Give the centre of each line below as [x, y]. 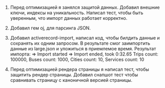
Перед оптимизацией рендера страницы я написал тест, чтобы [80, 69]
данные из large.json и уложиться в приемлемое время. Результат [83, 49]
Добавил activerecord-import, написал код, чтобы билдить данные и [85, 38]
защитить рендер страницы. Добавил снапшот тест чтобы [74, 75]
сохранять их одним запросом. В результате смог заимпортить [80, 43]
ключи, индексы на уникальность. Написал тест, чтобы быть [77, 13]
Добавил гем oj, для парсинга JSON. [50, 28]
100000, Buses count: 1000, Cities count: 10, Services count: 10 [77, 60]
